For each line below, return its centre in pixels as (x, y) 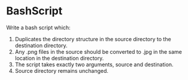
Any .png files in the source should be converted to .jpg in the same (98, 51)
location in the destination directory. (59, 58)
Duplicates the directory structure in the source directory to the (93, 39)
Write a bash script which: (38, 27)
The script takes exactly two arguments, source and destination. (94, 64)
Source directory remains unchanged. (62, 70)
